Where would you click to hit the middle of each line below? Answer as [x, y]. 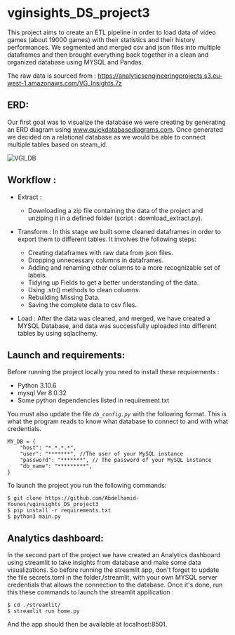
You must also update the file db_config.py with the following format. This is [117, 414]
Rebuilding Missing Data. [64, 297]
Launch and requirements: [66, 355]
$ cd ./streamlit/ [34, 605]
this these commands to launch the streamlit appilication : [90, 592]
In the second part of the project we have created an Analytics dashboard [114, 555]
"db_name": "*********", [56, 466]
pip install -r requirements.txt [62, 511]
